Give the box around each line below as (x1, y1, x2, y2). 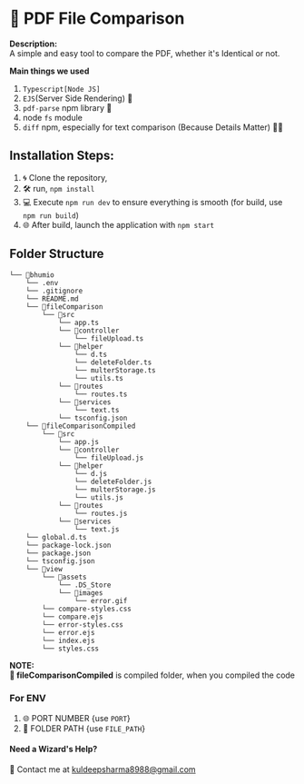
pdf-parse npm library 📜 (22, 102, 113, 113)
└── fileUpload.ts (74, 333, 144, 343)
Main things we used (9, 65, 90, 76)
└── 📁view (25, 564, 64, 573)
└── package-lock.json (25, 541, 112, 550)
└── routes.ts (74, 390, 128, 399)
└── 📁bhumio (9, 270, 54, 280)
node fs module (22, 112, 83, 123)
